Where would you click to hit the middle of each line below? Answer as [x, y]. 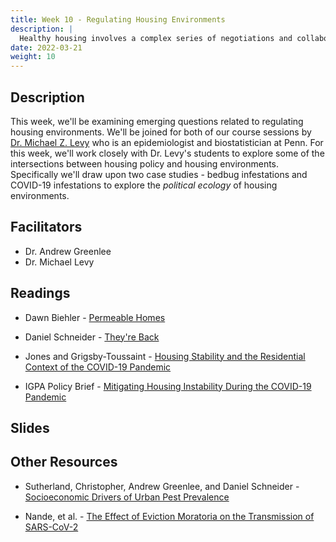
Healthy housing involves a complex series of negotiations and [156, 38]
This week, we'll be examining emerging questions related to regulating [157, 121]
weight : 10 [33, 57]
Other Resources [64, 462]
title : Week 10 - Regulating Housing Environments [118, 19]
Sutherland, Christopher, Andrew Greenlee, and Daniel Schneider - [162, 486]
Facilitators [46, 227]
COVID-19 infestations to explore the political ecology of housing [144, 185]
